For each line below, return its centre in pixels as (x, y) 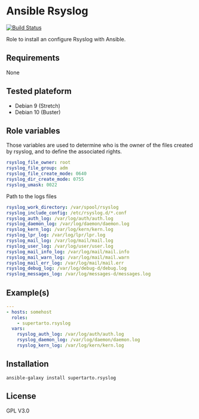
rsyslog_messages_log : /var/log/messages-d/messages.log (79, 274)
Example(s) (28, 292)
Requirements (33, 58)
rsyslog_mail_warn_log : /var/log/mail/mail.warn (68, 257)
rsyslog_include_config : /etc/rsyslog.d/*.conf (67, 213)
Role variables (33, 131)
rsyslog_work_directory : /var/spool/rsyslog (62, 207)
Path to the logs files (31, 196)
